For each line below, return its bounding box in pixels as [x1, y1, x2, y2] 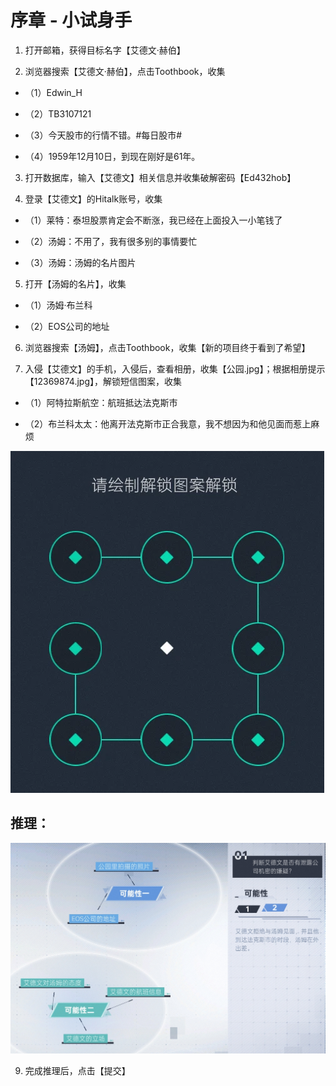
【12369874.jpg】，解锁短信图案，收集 [24, 375, 182, 387]
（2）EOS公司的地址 [24, 320, 110, 332]
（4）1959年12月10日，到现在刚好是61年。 [24, 150, 201, 162]
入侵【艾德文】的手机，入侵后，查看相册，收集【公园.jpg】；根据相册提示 [24, 362, 326, 375]
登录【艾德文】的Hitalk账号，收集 [24, 192, 163, 205]
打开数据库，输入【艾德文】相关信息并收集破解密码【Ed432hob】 [24, 171, 297, 183]
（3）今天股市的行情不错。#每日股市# [24, 129, 183, 141]
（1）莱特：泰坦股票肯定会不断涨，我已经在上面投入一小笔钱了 [24, 214, 283, 226]
